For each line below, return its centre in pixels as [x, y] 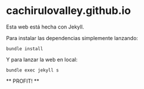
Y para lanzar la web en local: [42, 59]
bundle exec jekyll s [33, 70]
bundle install [25, 49]
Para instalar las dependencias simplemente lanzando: [72, 38]
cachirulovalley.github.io [68, 11]
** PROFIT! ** [23, 81]
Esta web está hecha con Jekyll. [45, 27]
